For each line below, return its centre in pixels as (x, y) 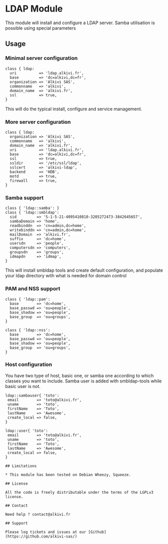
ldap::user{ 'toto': (27, 431)
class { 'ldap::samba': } (32, 208)
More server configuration (38, 122)
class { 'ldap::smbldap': (32, 213)
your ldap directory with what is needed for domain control (66, 276)
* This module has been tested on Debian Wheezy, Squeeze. (68, 475)
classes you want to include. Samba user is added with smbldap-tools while (83, 381)
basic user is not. (23, 386)
